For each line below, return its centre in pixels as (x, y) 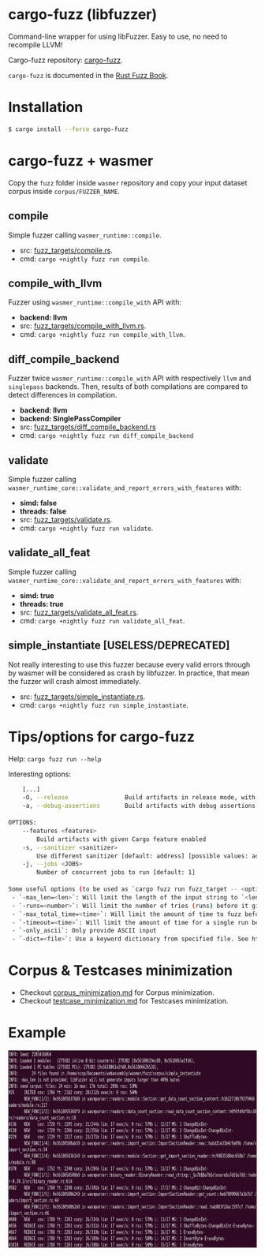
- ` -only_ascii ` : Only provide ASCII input (84, 931)
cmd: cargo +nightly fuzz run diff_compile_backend (106, 435)
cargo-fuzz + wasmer (81, 161)
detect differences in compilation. (63, 395)
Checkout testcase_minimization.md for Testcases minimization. (124, 1001)
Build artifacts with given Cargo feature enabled (121, 839)
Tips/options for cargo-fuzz (102, 736)
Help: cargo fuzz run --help (55, 758)
